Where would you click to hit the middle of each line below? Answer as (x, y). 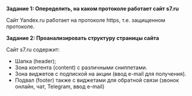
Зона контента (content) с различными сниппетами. (81, 67)
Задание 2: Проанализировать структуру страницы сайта (83, 38)
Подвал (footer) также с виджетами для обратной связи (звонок (97, 80)
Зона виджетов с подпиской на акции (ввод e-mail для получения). (100, 74)
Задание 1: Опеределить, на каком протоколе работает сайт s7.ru (92, 9)
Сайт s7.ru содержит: (33, 49)
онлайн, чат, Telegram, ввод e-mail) (60, 86)
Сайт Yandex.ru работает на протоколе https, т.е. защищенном (86, 20)
